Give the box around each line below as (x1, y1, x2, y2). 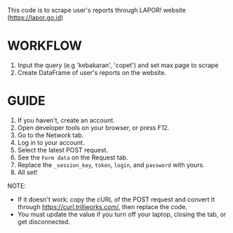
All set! (17, 168, 38, 176)
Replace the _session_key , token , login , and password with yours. (17, 160, 205, 169)
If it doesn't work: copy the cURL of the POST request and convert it (17, 195, 215, 204)
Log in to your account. (17, 138, 85, 146)
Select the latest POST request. (17, 146, 109, 154)
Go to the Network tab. (17, 131, 84, 139)
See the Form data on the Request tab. (17, 153, 128, 162)
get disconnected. (17, 217, 70, 226)
